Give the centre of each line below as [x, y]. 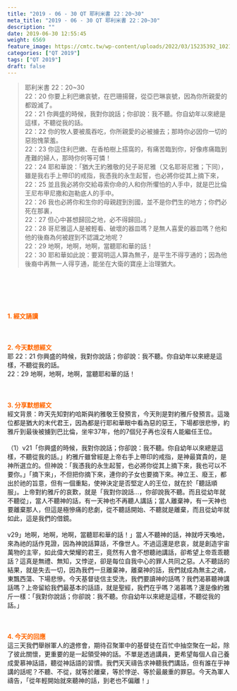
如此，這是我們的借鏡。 [41, 518]
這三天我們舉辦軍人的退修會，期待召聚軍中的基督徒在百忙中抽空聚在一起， [115, 645]
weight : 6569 [26, 40]
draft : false [26, 66]
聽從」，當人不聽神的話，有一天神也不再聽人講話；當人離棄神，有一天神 [117, 501]
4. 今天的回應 [26, 636]
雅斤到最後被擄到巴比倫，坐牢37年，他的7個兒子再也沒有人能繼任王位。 [112, 432]
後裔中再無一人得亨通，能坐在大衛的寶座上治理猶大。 [102, 263]
